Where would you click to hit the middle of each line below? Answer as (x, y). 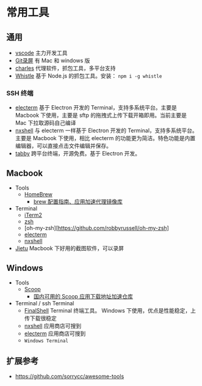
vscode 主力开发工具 (41, 53)
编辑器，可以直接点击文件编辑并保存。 (63, 146)
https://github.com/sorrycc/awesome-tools (70, 376)
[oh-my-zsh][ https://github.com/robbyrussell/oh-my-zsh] (96, 228)
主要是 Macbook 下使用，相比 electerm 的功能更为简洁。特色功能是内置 (105, 138)
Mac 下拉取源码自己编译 (45, 123)
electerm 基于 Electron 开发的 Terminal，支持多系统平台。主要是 (96, 108)
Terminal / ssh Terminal (45, 303)
